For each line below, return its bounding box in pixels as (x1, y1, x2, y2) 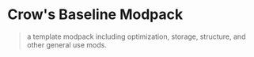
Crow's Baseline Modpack (7, 6, 184, 24)
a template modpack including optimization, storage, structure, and (26, 32, 246, 41)
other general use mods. (26, 40, 108, 49)
